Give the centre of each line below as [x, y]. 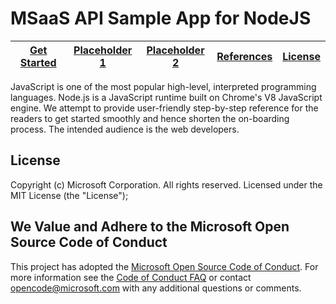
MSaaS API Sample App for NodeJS [161, 18]
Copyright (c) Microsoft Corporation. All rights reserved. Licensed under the [166, 184]
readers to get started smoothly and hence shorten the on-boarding [150, 118]
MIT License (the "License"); [69, 195]
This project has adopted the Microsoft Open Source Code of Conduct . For [164, 266]
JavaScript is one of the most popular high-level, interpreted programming [163, 86]
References [244, 56]
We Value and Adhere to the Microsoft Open [150, 227]
